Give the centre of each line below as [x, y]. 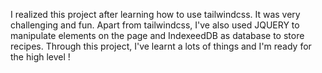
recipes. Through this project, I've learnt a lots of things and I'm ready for [161, 46]
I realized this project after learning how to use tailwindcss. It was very [155, 14]
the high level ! [40, 57]
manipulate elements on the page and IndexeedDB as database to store [157, 35]
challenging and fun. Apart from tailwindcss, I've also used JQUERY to [155, 25]
